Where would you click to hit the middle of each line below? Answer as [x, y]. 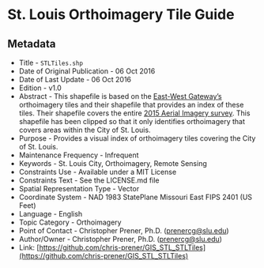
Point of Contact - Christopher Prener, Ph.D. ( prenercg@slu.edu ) [124, 230]
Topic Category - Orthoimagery [70, 222]
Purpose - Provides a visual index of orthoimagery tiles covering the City [137, 138]
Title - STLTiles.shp [51, 62]
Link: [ [29, 247]
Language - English [51, 214]
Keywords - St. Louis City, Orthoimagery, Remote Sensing [113, 163]
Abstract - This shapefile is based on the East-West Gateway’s [120, 96]
